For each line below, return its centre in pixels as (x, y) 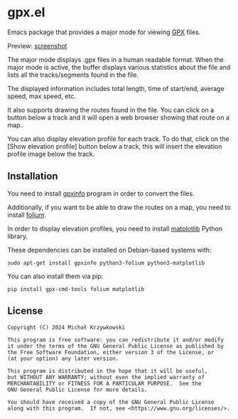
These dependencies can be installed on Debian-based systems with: (109, 250)
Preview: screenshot (37, 46)
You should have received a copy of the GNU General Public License (111, 402)
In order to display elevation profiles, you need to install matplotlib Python (115, 228)
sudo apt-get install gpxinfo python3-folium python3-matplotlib (106, 263)
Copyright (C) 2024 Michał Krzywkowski (66, 327)
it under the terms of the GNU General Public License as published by (115, 346)
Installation (33, 176)
